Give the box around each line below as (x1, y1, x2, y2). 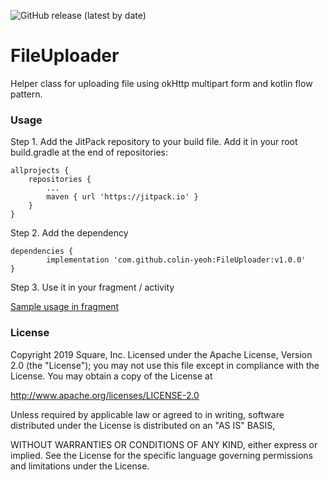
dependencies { (10, 246, 74, 257)
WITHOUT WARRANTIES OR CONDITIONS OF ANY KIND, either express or (10, 438, 318, 450)
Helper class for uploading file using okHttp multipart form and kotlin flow (10, 77, 313, 89)
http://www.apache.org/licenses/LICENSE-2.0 (10, 389, 200, 401)
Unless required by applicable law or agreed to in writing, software (10, 408, 285, 420)
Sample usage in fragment (10, 301, 120, 313)
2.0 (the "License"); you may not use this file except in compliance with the (10, 359, 320, 371)
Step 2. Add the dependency (10, 227, 129, 239)
